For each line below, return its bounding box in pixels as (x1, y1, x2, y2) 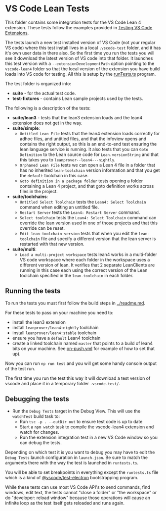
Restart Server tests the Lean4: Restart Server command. (19, 209, 140, 215)
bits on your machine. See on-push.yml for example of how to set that (12, 345, 155, 352)
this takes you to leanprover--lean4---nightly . (19, 156, 116, 162)
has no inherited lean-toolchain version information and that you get (19, 167, 160, 173)
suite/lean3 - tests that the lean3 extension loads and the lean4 (12, 114, 142, 120)
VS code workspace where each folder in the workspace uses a (19, 256, 150, 262)
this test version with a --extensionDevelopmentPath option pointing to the (5, 60, 155, 66)
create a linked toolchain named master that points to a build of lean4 (12, 340, 153, 346)
